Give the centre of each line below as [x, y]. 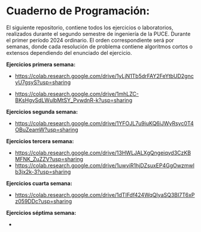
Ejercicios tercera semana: [40, 141]
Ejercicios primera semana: [41, 64]
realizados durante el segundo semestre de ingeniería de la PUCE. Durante [98, 33]
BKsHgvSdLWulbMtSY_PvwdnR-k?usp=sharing [74, 100]
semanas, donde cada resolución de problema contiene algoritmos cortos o [100, 47]
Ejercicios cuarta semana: [39, 183]
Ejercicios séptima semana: [41, 212]
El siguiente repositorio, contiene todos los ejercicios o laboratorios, [90, 27]
